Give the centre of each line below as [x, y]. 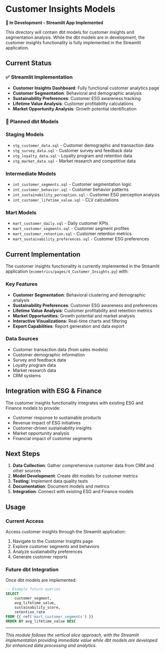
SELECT [12, 594]
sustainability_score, [37, 607]
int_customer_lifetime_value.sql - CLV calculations [66, 200]
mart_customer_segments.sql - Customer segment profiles [71, 229]
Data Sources [22, 339]
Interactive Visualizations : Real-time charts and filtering [70, 321]
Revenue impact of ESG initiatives [47, 422]
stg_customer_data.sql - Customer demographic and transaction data [83, 145]
